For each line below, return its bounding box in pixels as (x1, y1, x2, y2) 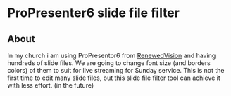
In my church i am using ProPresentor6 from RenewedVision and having (7, 51, 216, 60)
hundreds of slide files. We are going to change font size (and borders (7, 59, 211, 67)
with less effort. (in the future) (7, 81, 94, 89)
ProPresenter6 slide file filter (7, 5, 180, 21)
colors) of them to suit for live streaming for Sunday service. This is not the (7, 67, 225, 74)
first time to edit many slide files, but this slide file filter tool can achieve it (7, 74, 220, 82)
